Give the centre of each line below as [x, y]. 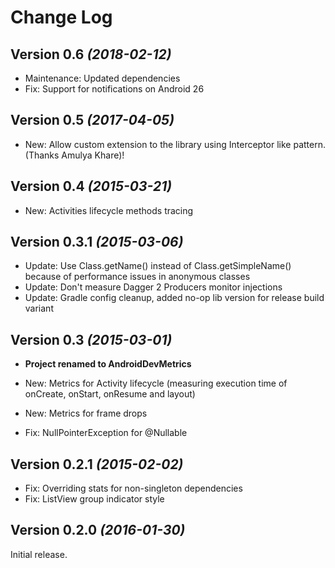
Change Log [61, 17]
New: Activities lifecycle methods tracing [109, 210]
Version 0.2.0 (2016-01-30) [98, 530]
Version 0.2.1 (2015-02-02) [97, 464]
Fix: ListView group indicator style [94, 499]
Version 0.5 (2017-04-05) [92, 120]
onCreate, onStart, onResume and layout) [110, 394]
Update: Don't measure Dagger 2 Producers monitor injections [153, 287]
